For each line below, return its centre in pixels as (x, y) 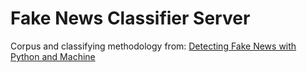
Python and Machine (53, 56)
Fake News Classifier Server (130, 18)
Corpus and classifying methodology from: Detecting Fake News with (153, 46)
